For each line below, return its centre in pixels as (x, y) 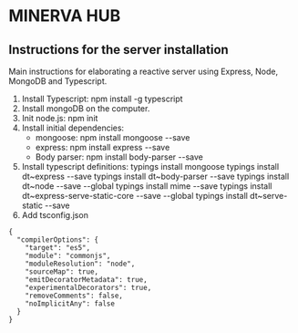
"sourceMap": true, (62, 272)
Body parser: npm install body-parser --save (119, 157)
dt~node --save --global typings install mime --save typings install (147, 186)
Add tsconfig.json (55, 215)
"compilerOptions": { (58, 240)
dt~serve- (268, 196)
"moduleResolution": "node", (80, 264)
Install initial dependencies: (73, 128)
